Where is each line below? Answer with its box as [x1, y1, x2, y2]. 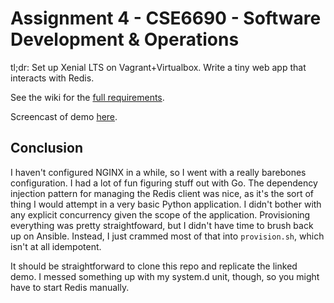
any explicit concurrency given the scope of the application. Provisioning [10, 208, 311, 221]
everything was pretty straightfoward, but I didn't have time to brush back [10, 219, 314, 231]
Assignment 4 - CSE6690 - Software [10, 7, 322, 30]
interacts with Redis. [10, 72, 95, 84]
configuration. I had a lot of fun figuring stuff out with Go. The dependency [10, 177, 318, 189]
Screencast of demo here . [10, 110, 118, 122]
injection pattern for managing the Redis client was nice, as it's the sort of [10, 187, 315, 199]
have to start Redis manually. [10, 281, 130, 293]
